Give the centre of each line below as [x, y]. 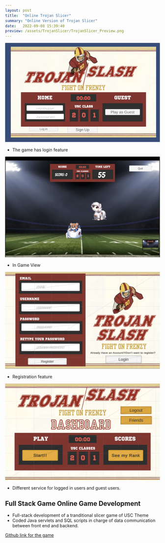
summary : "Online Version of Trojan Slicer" [51, 21]
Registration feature [32, 376]
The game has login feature [40, 150]
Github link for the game [29, 535]
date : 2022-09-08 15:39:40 [35, 26]
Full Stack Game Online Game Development [73, 504]
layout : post [18, 10]
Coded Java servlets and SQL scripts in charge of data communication [84, 520]
